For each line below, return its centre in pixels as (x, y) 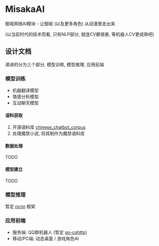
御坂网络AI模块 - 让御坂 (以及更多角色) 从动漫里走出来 (60, 23)
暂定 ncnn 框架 (20, 206)
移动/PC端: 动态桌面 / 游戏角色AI (45, 239)
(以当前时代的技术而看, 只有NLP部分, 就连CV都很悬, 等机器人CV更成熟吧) (80, 34)
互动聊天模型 (25, 103)
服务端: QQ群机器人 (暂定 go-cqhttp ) (50, 233)
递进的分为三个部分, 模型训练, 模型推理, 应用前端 (55, 64)
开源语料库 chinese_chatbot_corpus (49, 127)
